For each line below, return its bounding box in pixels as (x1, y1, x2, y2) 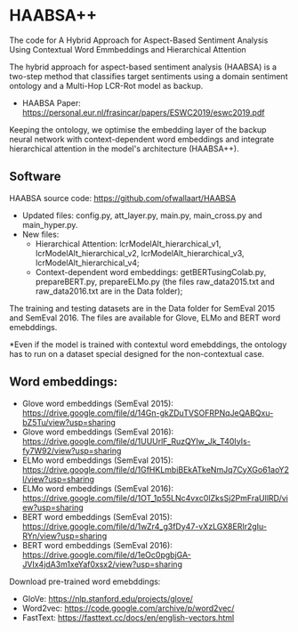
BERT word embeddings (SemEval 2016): (21, 539, 173, 550)
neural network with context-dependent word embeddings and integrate (9, 134, 274, 144)
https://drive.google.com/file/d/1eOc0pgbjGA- (21, 549, 191, 560)
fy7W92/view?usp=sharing (21, 445, 122, 456)
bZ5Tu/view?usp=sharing (21, 417, 116, 427)
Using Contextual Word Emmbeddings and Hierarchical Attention (9, 44, 246, 54)
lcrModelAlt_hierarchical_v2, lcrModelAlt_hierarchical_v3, (35, 247, 245, 258)
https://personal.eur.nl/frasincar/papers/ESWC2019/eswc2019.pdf (21, 107, 265, 117)
